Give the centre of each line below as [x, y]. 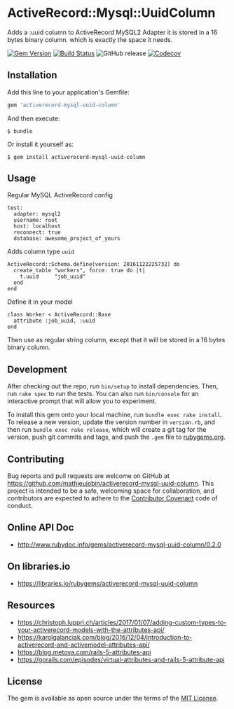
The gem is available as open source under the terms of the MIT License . [113, 699]
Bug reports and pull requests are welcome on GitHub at [89, 476]
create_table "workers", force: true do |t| [80, 271]
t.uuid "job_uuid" [53, 277]
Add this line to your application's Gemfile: [68, 92]
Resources [31, 606]
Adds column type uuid [41, 252]
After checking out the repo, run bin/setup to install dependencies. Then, [113, 386]
